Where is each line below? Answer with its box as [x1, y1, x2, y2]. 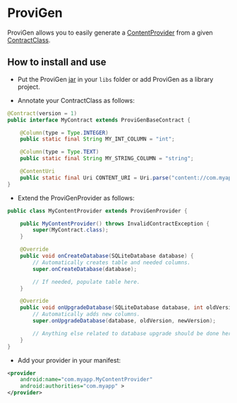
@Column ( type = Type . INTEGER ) [20, 129, 109, 136]
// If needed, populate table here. [32, 278, 140, 285]
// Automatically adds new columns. [32, 311, 140, 318]
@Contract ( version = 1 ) [7, 109, 78, 117]
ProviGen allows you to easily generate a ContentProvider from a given [7, 28, 213, 37]
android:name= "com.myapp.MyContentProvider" [20, 376, 153, 383]
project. [17, 83, 40, 91]
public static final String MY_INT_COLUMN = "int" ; [20, 136, 175, 143]
